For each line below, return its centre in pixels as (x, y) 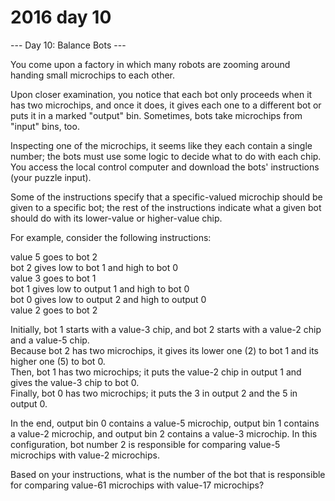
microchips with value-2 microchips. (85, 455)
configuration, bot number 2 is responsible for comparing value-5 (145, 444)
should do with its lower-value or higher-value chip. (116, 218)
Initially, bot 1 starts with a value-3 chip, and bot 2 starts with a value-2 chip (166, 329)
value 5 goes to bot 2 (54, 257)
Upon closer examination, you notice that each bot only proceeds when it (161, 94)
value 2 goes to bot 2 (54, 310)
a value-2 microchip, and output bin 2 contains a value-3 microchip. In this (164, 433)
